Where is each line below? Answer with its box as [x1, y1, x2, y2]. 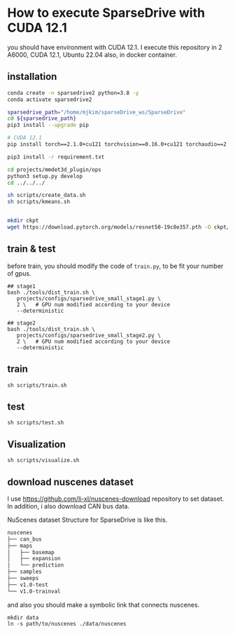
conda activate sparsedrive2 [7, 96, 92, 103]
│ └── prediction [7, 562, 64, 569]
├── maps [7, 542, 33, 549]
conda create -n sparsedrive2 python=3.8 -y [7, 89, 139, 96]
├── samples [7, 568, 42, 576]
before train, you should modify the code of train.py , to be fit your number [7, 262, 224, 270]
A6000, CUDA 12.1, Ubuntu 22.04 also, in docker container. [7, 50, 177, 59]
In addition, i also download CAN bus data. [7, 501, 130, 510]
